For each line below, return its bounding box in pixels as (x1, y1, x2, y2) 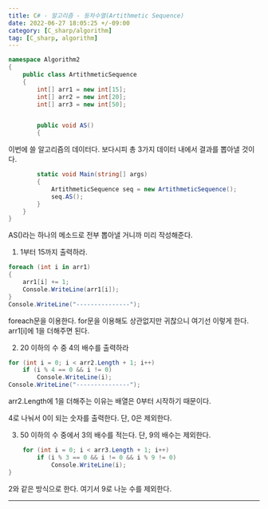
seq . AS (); (50, 192, 84, 200)
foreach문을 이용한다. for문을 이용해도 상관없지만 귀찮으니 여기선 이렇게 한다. (8, 316, 250, 326)
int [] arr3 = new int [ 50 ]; (37, 101, 127, 109)
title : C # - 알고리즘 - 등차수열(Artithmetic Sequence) (8, 11, 185, 20)
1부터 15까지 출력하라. (19, 247, 88, 257)
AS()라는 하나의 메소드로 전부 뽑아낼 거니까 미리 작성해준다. (8, 231, 193, 240)
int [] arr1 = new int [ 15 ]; (37, 85, 127, 93)
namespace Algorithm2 (8, 56, 81, 64)
